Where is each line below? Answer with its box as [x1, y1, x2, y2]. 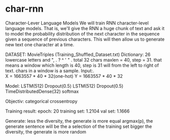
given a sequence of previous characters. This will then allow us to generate [5, 36, 165, 42]
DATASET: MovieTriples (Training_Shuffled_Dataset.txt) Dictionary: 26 [5, 51, 151, 58]
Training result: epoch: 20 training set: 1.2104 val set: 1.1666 [5, 108, 130, 114]
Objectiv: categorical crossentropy [5, 98, 78, 104]
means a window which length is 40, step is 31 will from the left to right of [5, 62, 159, 68]
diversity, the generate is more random [5, 128, 86, 135]
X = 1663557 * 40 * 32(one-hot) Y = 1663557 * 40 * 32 [5, 73, 123, 79]
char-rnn [5, 3, 44, 15]
